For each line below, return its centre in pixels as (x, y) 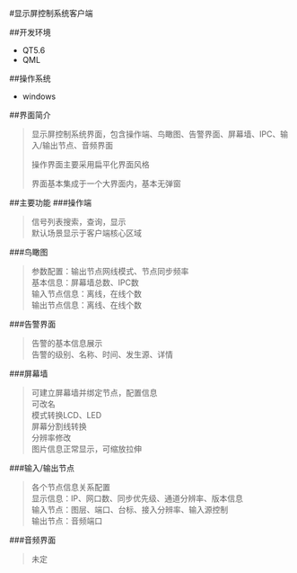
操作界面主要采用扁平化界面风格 (90, 164)
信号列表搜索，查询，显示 (79, 222)
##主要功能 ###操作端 (51, 202)
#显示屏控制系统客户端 (51, 13)
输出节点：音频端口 (67, 521)
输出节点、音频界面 (78, 145)
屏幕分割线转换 (59, 426)
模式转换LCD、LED (66, 415)
